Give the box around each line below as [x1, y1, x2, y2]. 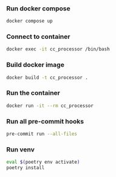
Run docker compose [6, 4, 71, 13]
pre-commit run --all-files [6, 131, 78, 137]
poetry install [6, 165, 45, 171]
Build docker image [6, 61, 65, 69]
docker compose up [6, 18, 53, 24]
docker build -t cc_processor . [6, 74, 88, 80]
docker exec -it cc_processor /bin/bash [6, 46, 111, 52]
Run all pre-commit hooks [6, 117, 84, 125]
